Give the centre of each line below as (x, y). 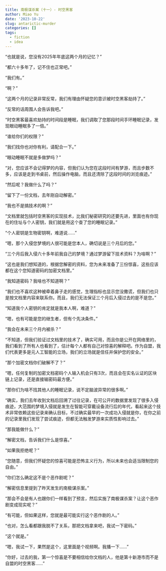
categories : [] (21, 28)
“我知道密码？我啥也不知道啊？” (38, 281)
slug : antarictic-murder (31, 23)
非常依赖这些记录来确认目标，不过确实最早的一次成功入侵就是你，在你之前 (85, 412)
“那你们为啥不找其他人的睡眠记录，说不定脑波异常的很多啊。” (67, 390)
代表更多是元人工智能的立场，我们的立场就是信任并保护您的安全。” (76, 352)
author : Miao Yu (22, 14)
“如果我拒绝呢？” (22, 450)
